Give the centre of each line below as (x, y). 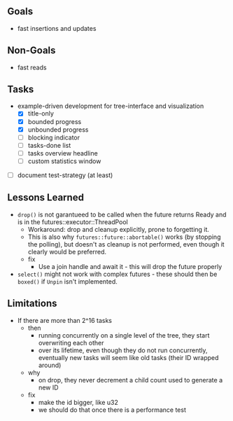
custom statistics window (64, 161)
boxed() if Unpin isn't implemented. (67, 281)
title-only (41, 113)
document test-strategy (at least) (65, 175)
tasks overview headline (63, 153)
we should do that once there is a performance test (112, 410)
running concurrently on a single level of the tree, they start (124, 335)
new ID (48, 387)
